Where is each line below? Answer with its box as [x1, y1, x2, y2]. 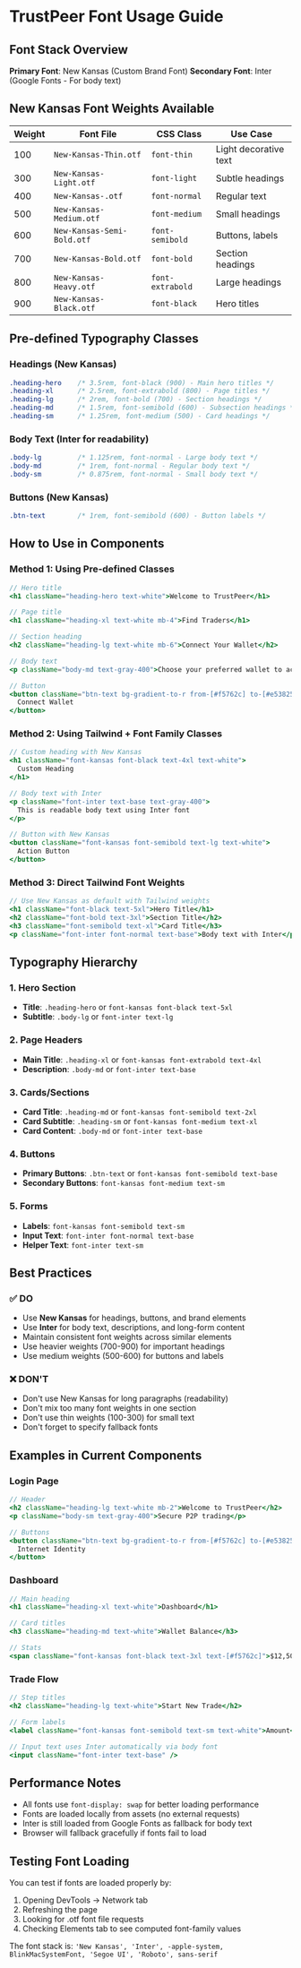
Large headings [215, 276, 282, 288]
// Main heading [9, 1594, 70, 1603]
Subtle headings [215, 172, 285, 185]
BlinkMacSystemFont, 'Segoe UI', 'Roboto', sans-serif [9, 1950, 219, 1959]
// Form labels [9, 1717, 66, 1726]
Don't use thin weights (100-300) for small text [21, 1413, 195, 1423]
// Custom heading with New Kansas [9, 748, 142, 757]
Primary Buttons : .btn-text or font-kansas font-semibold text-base [21, 1168, 278, 1179]
